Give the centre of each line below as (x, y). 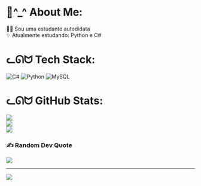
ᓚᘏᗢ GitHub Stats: (55, 101)
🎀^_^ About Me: (44, 12)
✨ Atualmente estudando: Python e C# (54, 35)
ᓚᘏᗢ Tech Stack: (51, 60)
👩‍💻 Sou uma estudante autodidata (48, 29)
